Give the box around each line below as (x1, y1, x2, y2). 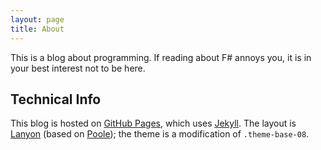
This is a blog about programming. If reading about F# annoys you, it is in (10, 51, 312, 63)
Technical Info (10, 91, 102, 108)
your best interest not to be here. (10, 62, 146, 74)
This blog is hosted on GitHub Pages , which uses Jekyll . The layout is (10, 117, 297, 130)
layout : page (10, 14, 65, 25)
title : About (10, 24, 65, 34)
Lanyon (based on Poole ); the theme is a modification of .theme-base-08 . (10, 128, 310, 140)
